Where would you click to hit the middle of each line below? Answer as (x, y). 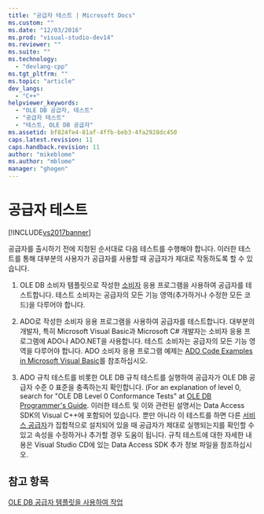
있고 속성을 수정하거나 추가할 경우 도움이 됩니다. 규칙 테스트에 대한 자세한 (132, 435)
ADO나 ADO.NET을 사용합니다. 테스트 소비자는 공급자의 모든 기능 (147, 341)
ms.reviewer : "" (35, 45)
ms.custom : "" (31, 23)
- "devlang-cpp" (42, 67)
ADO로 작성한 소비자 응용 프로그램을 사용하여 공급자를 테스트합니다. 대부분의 (137, 321)
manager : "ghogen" (38, 169)
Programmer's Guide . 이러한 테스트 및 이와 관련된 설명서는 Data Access (132, 405)
